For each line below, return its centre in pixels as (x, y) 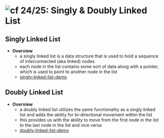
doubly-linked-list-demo (44, 130)
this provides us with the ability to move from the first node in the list (89, 120)
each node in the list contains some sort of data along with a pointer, (89, 67)
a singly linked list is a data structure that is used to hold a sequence (89, 56)
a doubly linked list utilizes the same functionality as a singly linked (87, 109)
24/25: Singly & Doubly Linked (84, 11)
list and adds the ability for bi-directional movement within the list (86, 114)
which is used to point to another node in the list (68, 72)
